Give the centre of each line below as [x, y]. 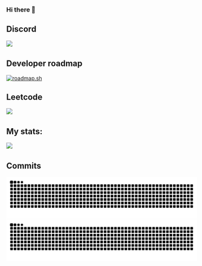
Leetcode [24, 97]
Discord [21, 29]
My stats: [24, 131]
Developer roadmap [44, 64]
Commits [24, 166]
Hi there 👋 [21, 10]
